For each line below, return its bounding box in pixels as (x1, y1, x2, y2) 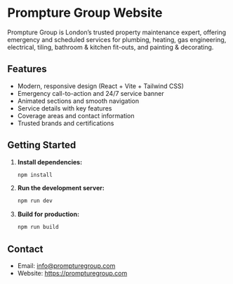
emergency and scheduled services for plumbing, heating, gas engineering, (7, 35, 227, 43)
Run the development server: (17, 184, 105, 192)
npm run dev (17, 197, 53, 204)
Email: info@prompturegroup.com (17, 262, 116, 270)
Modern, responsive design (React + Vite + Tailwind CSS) (17, 82, 185, 90)
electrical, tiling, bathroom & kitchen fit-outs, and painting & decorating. (7, 43, 214, 51)
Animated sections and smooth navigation (17, 97, 140, 105)
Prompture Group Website (7, 5, 163, 21)
